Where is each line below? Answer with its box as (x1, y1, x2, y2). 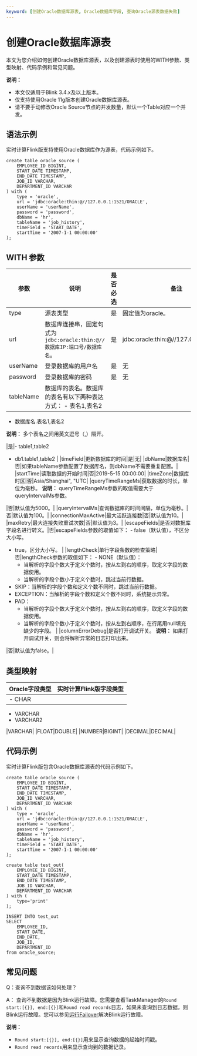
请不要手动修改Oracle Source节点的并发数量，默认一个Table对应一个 (14, 103, 181, 110)
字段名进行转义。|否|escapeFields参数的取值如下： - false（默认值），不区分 (6, 527, 189, 534)
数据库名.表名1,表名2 (14, 418, 64, 425)
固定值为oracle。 (122, 309, 169, 317)
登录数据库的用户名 (45, 362, 98, 370)
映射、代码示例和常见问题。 (11, 63, 78, 71)
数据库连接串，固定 (45, 320, 98, 328)
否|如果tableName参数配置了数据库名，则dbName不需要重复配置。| (14, 462, 178, 470)
